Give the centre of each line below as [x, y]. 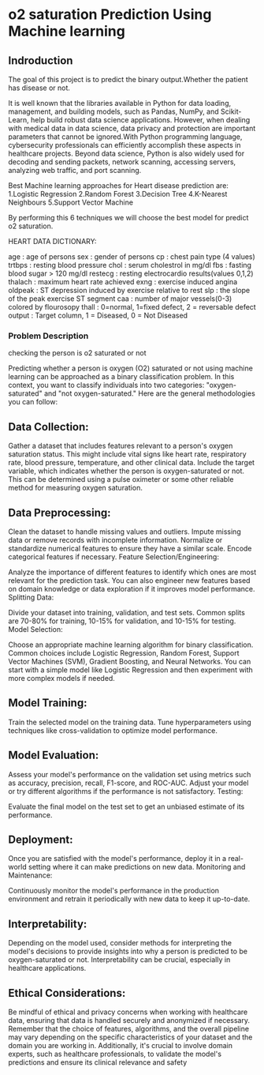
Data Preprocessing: [60, 512]
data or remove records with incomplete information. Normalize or [115, 539]
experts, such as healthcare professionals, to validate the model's [115, 1054]
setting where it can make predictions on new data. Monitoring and [137, 867]
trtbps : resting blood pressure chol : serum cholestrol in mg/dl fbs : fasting [130, 265]
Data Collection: [48, 427]
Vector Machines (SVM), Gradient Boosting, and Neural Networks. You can [130, 661]
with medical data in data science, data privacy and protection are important [132, 128]
